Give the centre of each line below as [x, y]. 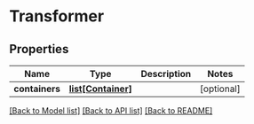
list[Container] [100, 89]
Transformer [57, 16]
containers [37, 89]
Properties [39, 49]
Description [166, 74]
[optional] [220, 89]
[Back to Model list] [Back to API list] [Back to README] [111, 111]
